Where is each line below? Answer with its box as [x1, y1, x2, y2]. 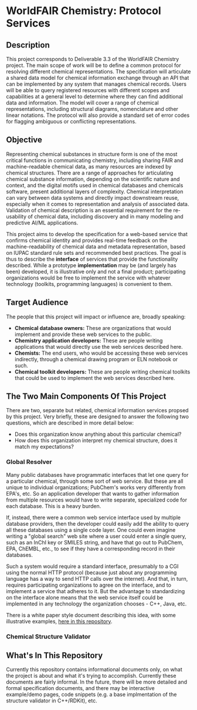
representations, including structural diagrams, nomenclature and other [6, 106, 179, 112]
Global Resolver [6, 458, 53, 466]
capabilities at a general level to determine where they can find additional [6, 93, 184, 100]
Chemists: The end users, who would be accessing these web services [14, 349, 188, 356]
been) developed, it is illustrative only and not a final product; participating [6, 268, 186, 275]
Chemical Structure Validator [6, 632, 91, 641]
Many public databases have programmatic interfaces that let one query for [6, 471, 189, 478]
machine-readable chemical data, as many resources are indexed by [6, 163, 172, 170]
